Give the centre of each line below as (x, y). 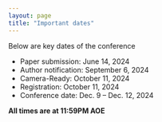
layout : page (30, 16)
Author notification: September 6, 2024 (84, 69)
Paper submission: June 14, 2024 (75, 61)
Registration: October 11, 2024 (69, 87)
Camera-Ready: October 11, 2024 (75, 78)
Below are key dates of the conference (72, 45)
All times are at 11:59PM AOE (57, 110)
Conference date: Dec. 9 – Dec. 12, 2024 (87, 95)
